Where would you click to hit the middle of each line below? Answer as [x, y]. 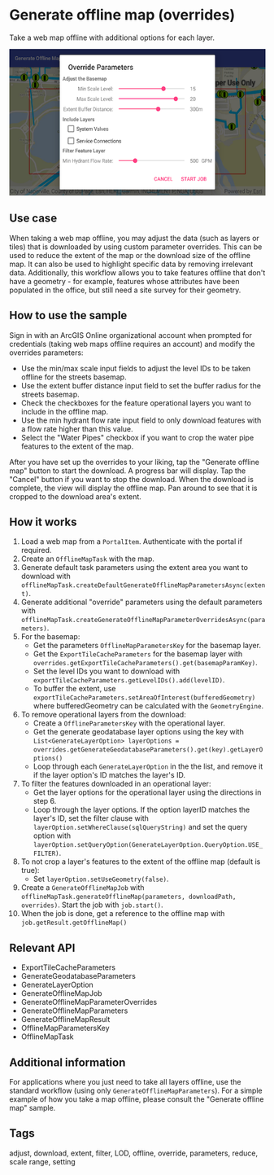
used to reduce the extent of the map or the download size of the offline [130, 255]
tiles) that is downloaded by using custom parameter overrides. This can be [136, 247]
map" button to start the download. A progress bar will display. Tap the [128, 471]
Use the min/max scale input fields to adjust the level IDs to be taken [136, 368]
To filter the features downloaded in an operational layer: [116, 784]
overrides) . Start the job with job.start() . [92, 905]
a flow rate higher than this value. [77, 428]
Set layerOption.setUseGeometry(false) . [101, 879]
